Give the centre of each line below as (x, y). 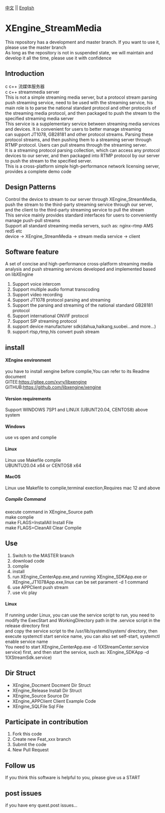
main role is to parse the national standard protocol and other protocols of (81, 108)
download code (28, 561)
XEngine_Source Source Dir (41, 696)
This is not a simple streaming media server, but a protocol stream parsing (81, 97)
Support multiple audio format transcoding (56, 289)
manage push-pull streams (33, 220)
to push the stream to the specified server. (49, 161)
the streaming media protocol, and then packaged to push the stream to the (82, 113)
